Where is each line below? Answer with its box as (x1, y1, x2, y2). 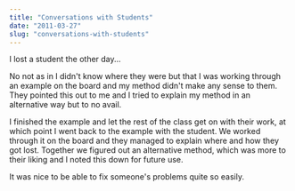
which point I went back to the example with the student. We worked (9, 126, 261, 137)
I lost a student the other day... (9, 54, 122, 65)
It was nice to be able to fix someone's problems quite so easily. (9, 171, 245, 182)
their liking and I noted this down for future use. (9, 155, 184, 165)
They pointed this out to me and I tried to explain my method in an (9, 90, 251, 100)
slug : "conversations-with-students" (9, 29, 150, 38)
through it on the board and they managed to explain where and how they (9, 135, 279, 147)
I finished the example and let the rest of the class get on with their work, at (9, 116, 287, 127)
